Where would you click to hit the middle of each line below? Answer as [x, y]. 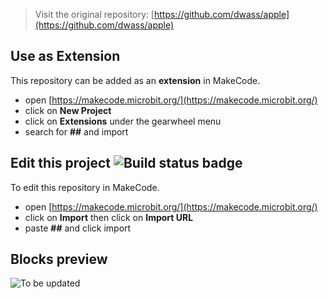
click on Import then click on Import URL [109, 217]
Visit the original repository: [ [94, 14]
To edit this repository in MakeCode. [85, 187]
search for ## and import [76, 131]
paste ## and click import [78, 228]
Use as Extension [65, 56]
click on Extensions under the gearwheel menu [123, 121]
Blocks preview [59, 259]
